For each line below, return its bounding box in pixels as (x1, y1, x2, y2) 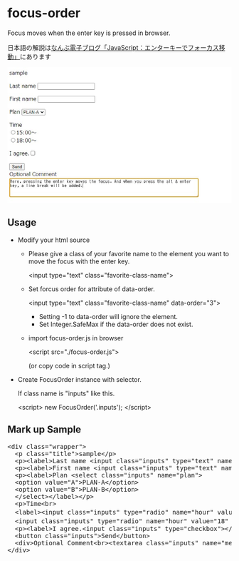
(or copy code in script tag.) (28, 361, 110, 370)
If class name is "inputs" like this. (17, 389, 115, 398)
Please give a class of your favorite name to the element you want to (28, 249, 230, 258)
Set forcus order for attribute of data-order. (28, 284, 155, 293)
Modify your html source (17, 236, 90, 244)
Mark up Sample (7, 423, 82, 436)
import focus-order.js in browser (28, 333, 124, 342)
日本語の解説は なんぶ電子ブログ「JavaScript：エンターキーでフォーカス (7, 43, 219, 51)
